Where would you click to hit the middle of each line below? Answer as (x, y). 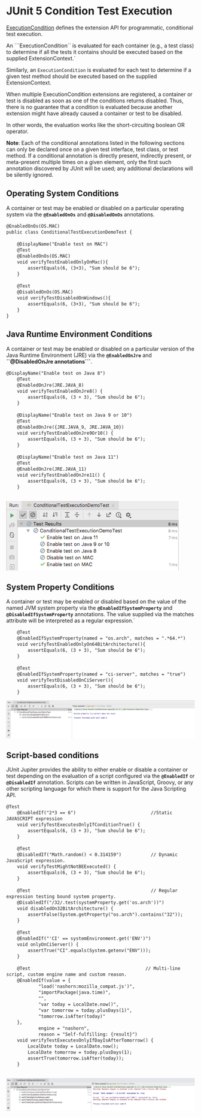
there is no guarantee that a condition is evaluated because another (89, 107)
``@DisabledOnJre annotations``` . (49, 361)
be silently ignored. (30, 174)
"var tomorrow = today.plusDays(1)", (85, 1010)
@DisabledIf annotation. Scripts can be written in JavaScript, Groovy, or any (100, 782)
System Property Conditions (60, 587)
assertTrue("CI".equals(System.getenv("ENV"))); (89, 950)
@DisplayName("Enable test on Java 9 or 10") (75, 415)
